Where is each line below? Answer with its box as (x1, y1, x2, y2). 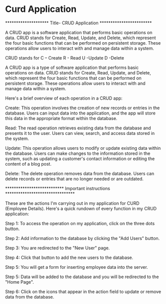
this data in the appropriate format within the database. (5, 115, 117, 121)
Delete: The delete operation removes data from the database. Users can (5, 170, 155, 177)
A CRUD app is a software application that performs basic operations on (5, 29, 153, 35)
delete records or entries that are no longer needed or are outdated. (5, 176, 144, 182)
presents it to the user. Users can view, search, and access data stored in (5, 130, 155, 136)
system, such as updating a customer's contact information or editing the (5, 155, 155, 162)
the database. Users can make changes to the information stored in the (5, 150, 151, 156)
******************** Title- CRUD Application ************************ (5, 20, 152, 26)
